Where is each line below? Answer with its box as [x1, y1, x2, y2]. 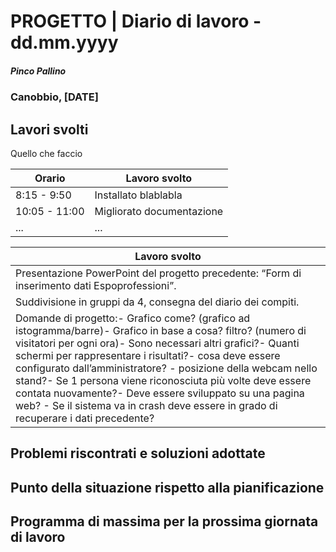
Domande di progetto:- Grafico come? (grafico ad [15, 311, 251, 325]
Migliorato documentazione [94, 204, 224, 218]
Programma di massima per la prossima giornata [10, 513, 319, 530]
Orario [34, 171, 66, 185]
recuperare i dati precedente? [15, 411, 155, 425]
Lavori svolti [10, 121, 89, 138]
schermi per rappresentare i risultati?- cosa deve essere [15, 348, 281, 362]
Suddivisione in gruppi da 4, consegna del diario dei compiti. [15, 295, 300, 309]
